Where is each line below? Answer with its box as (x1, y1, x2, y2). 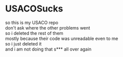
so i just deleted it (5, 40, 41, 46)
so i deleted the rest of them (5, 30, 63, 36)
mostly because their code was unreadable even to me (5, 35, 118, 41)
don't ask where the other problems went (5, 24, 90, 30)
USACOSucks (5, 3, 63, 14)
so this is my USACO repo (5, 19, 58, 25)
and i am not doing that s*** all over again (5, 46, 91, 52)
